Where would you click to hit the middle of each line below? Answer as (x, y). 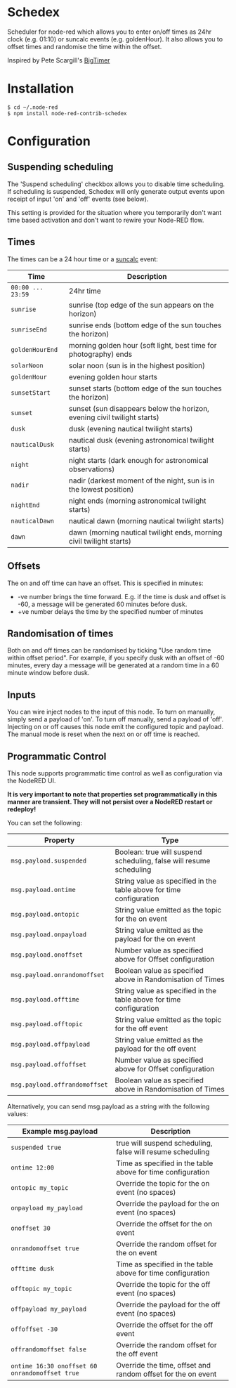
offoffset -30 (34, 1329)
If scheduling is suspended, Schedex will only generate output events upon (116, 191)
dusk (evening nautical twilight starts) (131, 428)
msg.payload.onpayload (48, 934)
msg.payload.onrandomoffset (58, 975)
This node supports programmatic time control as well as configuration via (115, 773)
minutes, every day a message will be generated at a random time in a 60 (113, 665)
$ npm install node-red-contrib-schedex (67, 113)
